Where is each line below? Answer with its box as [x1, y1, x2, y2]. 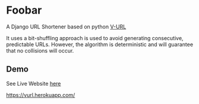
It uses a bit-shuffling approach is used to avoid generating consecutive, [6, 34, 184, 41]
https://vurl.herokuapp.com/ [6, 91, 75, 98]
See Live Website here [6, 80, 61, 87]
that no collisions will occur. [6, 47, 74, 54]
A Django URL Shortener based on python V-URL [6, 23, 127, 30]
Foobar [6, 4, 42, 17]
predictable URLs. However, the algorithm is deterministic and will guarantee [6, 41, 194, 48]
